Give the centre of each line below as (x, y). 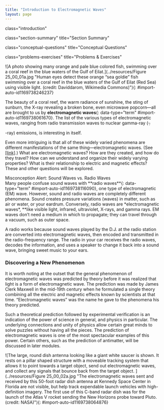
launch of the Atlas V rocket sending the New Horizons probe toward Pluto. (81, 397)
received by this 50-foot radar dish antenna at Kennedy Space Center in (78, 381)
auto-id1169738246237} (29, 92)
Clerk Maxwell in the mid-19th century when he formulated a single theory (80, 289)
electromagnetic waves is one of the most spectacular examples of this (77, 335)
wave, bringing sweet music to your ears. (47, 250)
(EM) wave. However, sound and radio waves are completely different (76, 193)
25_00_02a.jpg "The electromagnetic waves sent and (100, 376)
